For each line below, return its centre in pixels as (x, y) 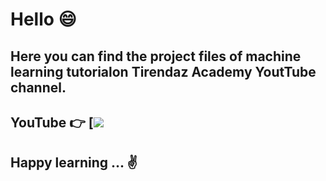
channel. (38, 87)
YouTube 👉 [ (52, 122)
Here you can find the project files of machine (156, 56)
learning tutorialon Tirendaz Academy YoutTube (163, 71)
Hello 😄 (43, 19)
